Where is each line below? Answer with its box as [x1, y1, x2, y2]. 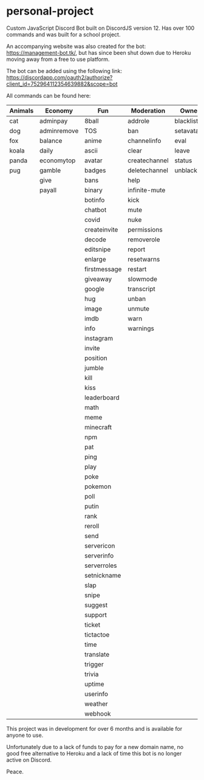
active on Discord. [6, 756, 52, 764]
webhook [84, 709, 111, 718]
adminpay [39, 117, 68, 125]
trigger [84, 660, 104, 668]
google [84, 285, 104, 293]
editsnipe [84, 245, 111, 254]
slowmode [127, 275, 158, 283]
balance [39, 136, 63, 145]
